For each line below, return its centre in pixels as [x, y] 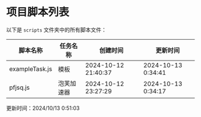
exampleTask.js [31, 69]
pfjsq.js [19, 87]
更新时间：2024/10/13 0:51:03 [43, 108]
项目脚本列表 [38, 12]
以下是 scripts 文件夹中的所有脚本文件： [56, 30]
